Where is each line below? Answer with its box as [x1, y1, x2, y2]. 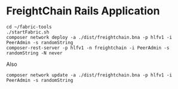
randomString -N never [6, 50, 63, 56]
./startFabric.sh [6, 29, 50, 35]
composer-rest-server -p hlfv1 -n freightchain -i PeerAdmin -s [6, 45, 170, 51]
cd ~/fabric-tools [6, 24, 52, 30]
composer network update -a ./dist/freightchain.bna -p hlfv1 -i [6, 72, 172, 78]
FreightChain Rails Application [6, 4, 160, 18]
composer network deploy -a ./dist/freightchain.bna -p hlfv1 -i [6, 34, 172, 40]
